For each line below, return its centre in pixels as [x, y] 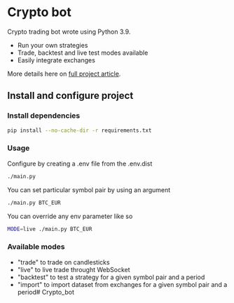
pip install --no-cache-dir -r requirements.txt [80, 130]
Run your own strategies [53, 45]
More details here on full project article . [64, 74]
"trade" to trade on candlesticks [63, 262]
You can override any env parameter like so [70, 216]
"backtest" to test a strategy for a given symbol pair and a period [111, 277]
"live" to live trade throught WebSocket [74, 269]
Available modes [36, 247]
